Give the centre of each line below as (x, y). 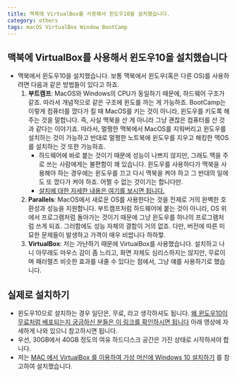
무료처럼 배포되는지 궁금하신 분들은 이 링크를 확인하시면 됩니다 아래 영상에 (119, 322)
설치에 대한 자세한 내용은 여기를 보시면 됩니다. (102, 191)
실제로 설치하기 (38, 295)
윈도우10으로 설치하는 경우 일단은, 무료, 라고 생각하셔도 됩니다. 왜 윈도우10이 (122, 313)
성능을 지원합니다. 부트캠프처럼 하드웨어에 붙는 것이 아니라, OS (133, 209)
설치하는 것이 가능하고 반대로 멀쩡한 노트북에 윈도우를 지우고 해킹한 (120, 138)
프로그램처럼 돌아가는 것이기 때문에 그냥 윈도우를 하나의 (117, 217)
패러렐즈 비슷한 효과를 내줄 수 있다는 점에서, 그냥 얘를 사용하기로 (124, 262)
